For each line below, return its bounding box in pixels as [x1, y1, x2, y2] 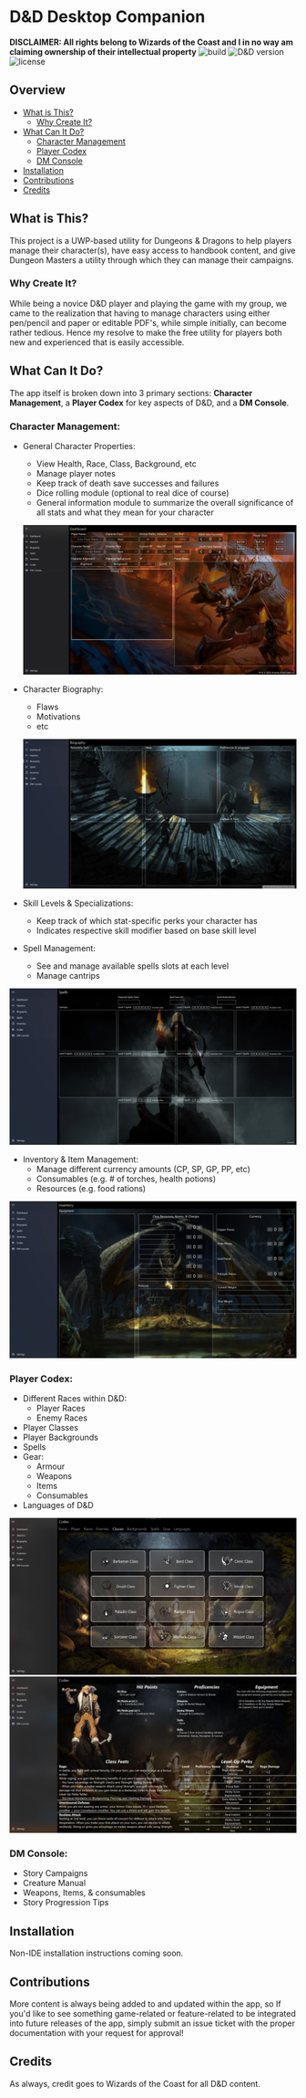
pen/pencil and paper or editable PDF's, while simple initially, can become [9, 317, 287, 328]
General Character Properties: [22, 440, 136, 451]
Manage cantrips [36, 970, 100, 981]
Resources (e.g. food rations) [36, 1183, 147, 1194]
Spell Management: [22, 942, 96, 953]
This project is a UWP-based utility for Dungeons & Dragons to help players [9, 235, 292, 246]
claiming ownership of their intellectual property [9, 46, 198, 57]
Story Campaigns [22, 1868, 88, 1879]
